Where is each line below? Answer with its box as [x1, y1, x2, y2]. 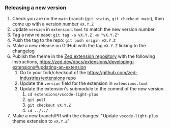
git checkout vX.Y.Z [27, 103, 71, 108]
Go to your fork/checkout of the [19, 70, 87, 76]
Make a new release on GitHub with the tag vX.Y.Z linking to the [12, 43, 146, 49]
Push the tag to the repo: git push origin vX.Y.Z [12, 37, 116, 43]
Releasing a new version [5, 4, 67, 11]
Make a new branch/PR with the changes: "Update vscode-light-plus [12, 113, 158, 119]
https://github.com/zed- [87, 70, 138, 76]
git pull [27, 98, 46, 103]
